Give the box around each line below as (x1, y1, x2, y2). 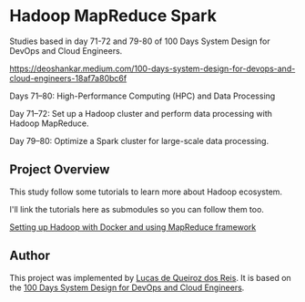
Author (9, 248, 50, 264)
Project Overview (9, 161, 110, 178)
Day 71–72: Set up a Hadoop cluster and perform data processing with (9, 108, 273, 119)
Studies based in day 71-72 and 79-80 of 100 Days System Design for (9, 36, 270, 47)
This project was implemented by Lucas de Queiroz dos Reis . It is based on (9, 272, 291, 283)
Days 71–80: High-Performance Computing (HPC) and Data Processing (9, 90, 276, 101)
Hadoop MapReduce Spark (9, 5, 217, 26)
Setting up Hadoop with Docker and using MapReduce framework (9, 221, 257, 233)
